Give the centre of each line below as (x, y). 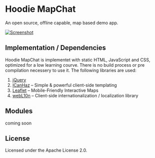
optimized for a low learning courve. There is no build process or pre (75, 65)
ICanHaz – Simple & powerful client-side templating (64, 85)
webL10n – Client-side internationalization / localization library (75, 95)
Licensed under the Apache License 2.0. (46, 150)
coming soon (19, 123)
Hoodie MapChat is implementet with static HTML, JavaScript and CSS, (78, 60)
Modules (19, 111)
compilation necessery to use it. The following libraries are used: (71, 70)
